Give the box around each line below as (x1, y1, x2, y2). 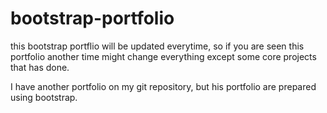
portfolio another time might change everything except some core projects (10, 50, 317, 62)
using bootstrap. (10, 91, 78, 103)
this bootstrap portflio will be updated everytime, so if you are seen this (10, 40, 305, 52)
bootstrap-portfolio (10, 7, 175, 30)
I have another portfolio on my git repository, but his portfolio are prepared (10, 80, 317, 92)
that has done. (10, 61, 70, 73)
